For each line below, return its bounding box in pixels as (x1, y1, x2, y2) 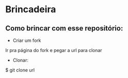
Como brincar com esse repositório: (5, 24, 123, 33)
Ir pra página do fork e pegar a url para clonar (5, 47, 102, 53)
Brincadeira (5, 4, 57, 15)
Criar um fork (12, 37, 41, 43)
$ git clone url (5, 67, 35, 73)
